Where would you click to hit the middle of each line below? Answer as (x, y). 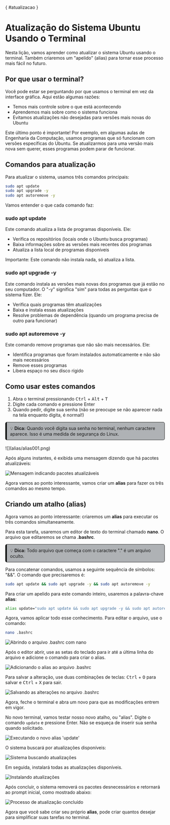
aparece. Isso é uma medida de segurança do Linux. (65, 434)
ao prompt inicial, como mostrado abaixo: (49, 793)
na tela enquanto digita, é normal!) (48, 415)
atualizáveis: (18, 463)
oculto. (17, 556)
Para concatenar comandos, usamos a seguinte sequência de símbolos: (80, 569)
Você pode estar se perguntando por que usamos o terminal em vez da (79, 91)
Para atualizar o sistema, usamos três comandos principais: (67, 177)
